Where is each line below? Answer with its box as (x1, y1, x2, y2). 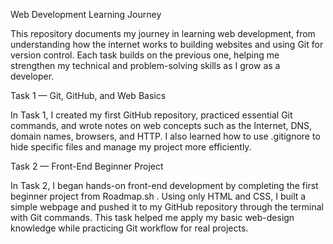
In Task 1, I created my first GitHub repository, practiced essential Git (10, 109, 293, 121)
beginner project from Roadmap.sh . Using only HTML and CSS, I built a (10, 190, 307, 202)
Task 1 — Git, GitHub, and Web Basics (10, 90, 167, 101)
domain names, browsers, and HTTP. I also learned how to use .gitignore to (10, 130, 321, 142)
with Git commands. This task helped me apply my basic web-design (10, 212, 295, 223)
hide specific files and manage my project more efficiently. (10, 141, 252, 153)
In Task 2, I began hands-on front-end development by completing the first (10, 180, 319, 191)
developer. (10, 70, 55, 82)
